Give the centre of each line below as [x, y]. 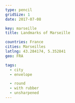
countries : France [24, 42]
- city [16, 70]
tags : [11, 65]
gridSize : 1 [17, 15]
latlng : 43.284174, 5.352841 [35, 51]
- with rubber [24, 88]
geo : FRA [14, 56]
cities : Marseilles [25, 47]
